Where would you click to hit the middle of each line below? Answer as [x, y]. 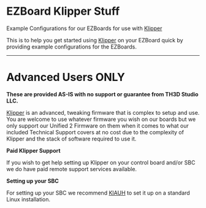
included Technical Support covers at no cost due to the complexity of [95, 132]
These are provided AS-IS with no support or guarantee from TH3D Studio [102, 94]
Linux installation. [29, 199]
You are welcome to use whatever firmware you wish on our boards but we [101, 119]
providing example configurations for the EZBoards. [71, 47]
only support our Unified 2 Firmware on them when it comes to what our [97, 125]
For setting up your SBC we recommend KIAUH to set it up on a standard [98, 193]
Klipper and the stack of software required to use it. [71, 139]
